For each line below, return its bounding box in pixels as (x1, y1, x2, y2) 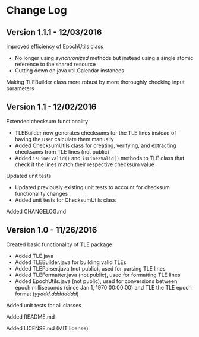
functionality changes (14, 190, 68, 197)
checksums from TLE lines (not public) (14, 148, 110, 155)
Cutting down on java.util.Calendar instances (14, 67, 125, 74)
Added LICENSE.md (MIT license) (6, 325, 89, 332)
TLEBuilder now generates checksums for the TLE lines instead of (14, 129, 176, 136)
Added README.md (6, 313, 55, 320)
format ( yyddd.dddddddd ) (14, 290, 79, 297)
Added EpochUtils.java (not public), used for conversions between (14, 277, 178, 285)
